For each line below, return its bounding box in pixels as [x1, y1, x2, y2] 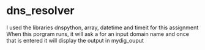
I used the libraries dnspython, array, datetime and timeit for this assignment [6, 24, 199, 31]
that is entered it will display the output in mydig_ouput [6, 37, 144, 44]
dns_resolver [6, 4, 75, 18]
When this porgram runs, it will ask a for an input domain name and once [6, 30, 190, 37]
